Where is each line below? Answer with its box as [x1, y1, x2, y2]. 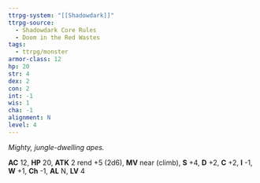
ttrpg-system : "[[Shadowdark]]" [8, 11, 114, 20]
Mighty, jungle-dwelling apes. [8, 142, 105, 152]
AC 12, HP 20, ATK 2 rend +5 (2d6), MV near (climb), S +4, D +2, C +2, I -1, [8, 158, 253, 167]
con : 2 [8, 84, 30, 93]
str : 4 [8, 70, 30, 78]
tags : [8, 41, 26, 49]
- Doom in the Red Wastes [15, 33, 101, 42]
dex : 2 [8, 77, 30, 85]
